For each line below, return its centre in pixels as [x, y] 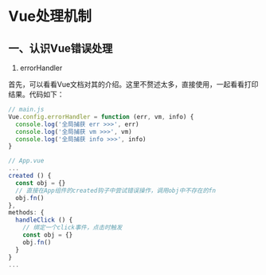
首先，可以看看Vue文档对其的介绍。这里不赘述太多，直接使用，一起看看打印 [133, 84]
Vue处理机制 [50, 16]
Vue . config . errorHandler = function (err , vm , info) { [101, 116]
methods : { [26, 213]
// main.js [26, 109]
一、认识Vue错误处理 [61, 48]
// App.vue [26, 161]
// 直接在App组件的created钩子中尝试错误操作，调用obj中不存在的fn [116, 191]
